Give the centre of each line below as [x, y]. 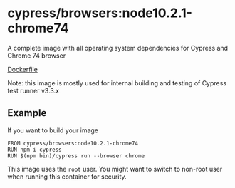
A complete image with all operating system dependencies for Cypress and [118, 48]
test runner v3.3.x [33, 90]
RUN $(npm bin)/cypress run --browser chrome [76, 156]
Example [27, 113]
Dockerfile [22, 69]
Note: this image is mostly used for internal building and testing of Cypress [117, 83]
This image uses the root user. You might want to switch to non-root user [115, 169]
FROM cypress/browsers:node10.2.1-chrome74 [73, 143]
